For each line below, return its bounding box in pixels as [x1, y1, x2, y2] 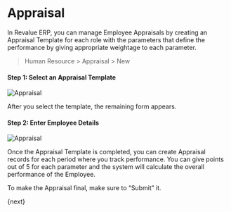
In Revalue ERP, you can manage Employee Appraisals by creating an [7, 28, 208, 37]
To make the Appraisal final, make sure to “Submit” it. [7, 184, 161, 192]
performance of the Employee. [7, 170, 96, 179]
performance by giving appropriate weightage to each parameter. [7, 43, 197, 51]
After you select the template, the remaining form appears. [7, 102, 177, 111]
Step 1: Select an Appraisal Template [7, 73, 117, 82]
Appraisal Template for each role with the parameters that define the [7, 35, 206, 44]
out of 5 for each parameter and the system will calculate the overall [7, 163, 205, 171]
